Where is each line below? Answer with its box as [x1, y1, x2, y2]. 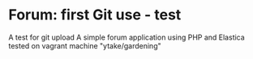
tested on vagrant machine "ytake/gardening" [8, 40, 161, 50]
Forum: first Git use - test [8, 6, 182, 24]
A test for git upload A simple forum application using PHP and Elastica [8, 32, 245, 42]
